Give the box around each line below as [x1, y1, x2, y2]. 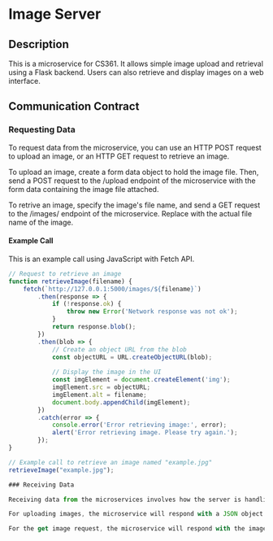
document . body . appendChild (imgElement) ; [51, 398, 191, 407]
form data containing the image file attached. [8, 184, 159, 194]
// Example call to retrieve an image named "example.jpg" [8, 458, 213, 466]
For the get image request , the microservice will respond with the [8, 525, 245, 533]
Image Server [8, 5, 102, 24]
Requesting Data [8, 124, 76, 135]
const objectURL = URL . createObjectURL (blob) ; [51, 353, 213, 361]
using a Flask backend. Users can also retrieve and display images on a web [8, 68, 264, 77]
